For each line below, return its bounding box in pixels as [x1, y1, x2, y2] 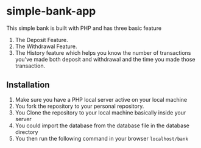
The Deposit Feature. [15, 36, 68, 43]
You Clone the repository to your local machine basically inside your [15, 108, 186, 116]
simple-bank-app [6, 4, 96, 18]
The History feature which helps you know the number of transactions [15, 49, 191, 56]
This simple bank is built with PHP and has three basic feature [6, 24, 162, 32]
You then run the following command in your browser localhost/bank [15, 135, 189, 142]
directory [15, 128, 38, 135]
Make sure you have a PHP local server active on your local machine [15, 96, 188, 103]
